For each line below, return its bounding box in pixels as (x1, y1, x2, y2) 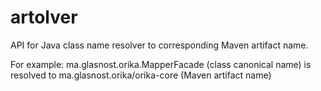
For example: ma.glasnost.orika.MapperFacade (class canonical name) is (10, 58, 312, 70)
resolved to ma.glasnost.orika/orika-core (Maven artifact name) (10, 69, 272, 81)
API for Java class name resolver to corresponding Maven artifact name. (10, 39, 309, 51)
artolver (10, 6, 78, 29)
